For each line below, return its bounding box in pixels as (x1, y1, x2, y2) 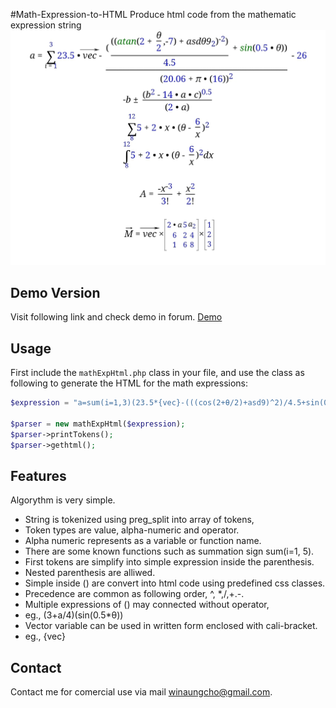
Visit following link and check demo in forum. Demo (10, 311, 223, 323)
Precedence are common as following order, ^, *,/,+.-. (24, 588, 245, 600)
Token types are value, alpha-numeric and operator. (24, 524, 240, 536)
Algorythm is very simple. (10, 494, 116, 506)
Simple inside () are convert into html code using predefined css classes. (24, 577, 326, 589)
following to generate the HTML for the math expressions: (10, 377, 249, 389)
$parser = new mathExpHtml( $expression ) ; (10, 419, 186, 429)
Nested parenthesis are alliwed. (24, 567, 156, 579)
